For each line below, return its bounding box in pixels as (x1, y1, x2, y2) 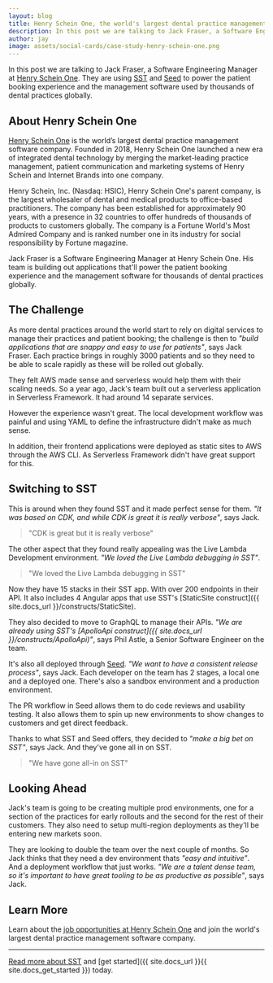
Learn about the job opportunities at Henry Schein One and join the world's (8, 924, 260, 934)
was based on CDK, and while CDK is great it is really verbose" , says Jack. (8, 512, 260, 522)
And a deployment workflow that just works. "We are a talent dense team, (8, 862, 256, 872)
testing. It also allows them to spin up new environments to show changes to (8, 709, 264, 719)
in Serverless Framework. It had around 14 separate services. (8, 392, 214, 402)
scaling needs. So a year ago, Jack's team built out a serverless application (8, 383, 262, 393)
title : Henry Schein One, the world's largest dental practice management (8, 20, 267, 28)
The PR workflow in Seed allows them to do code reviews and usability (8, 701, 245, 710)
